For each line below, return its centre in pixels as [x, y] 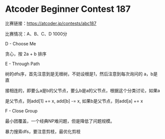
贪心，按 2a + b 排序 [26, 54]
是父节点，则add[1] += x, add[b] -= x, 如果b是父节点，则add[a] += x [74, 101]
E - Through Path [23, 64]
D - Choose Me [21, 43]
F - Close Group [21, 111]
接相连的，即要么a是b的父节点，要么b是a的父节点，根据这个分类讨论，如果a [82, 90]
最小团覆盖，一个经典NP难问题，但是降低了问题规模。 [60, 121]
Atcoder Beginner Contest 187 [68, 9]
